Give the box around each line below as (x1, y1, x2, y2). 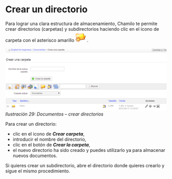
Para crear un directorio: (5, 121, 57, 127)
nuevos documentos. (12, 152, 57, 159)
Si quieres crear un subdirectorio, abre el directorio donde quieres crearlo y (5, 162, 165, 168)
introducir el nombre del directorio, (12, 136, 87, 142)
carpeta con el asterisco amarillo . (5, 37, 89, 43)
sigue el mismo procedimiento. (5, 168, 70, 174)
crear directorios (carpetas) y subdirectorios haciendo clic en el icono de (5, 26, 160, 32)
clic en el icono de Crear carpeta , (12, 130, 85, 137)
